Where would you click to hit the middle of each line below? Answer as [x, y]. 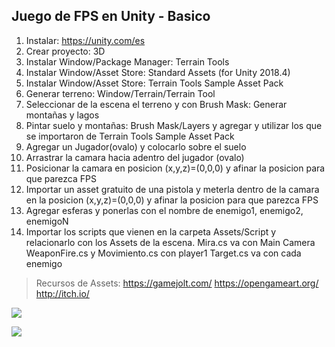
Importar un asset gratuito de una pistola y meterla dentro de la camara [172, 189]
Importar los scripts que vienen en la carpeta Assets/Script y [151, 231]
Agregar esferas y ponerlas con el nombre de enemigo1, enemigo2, [164, 210]
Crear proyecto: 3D [65, 51]
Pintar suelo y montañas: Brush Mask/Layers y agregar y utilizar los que [174, 125]
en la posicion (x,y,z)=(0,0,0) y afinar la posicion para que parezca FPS [172, 200]
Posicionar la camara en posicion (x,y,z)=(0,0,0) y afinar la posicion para [175, 168]
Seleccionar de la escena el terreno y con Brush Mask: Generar [156, 104]
